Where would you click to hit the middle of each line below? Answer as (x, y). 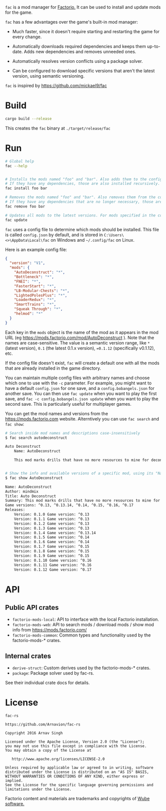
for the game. (19, 12)
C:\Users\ (114, 235)
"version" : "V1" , (27, 263)
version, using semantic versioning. (48, 76)
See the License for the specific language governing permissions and (79, 785)
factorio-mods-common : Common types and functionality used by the (82, 635)
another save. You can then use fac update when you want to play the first (81, 393)
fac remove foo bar (25, 206)
